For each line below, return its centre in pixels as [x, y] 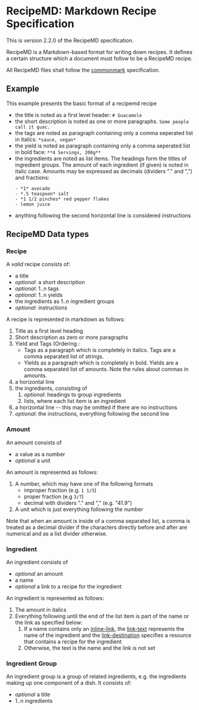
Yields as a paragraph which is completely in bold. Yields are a [101, 363]
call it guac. [32, 127]
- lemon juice [32, 204]
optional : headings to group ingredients [73, 395]
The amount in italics [41, 610]
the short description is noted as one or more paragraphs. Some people [102, 121]
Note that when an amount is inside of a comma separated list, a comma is [98, 521]
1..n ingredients [34, 701]
